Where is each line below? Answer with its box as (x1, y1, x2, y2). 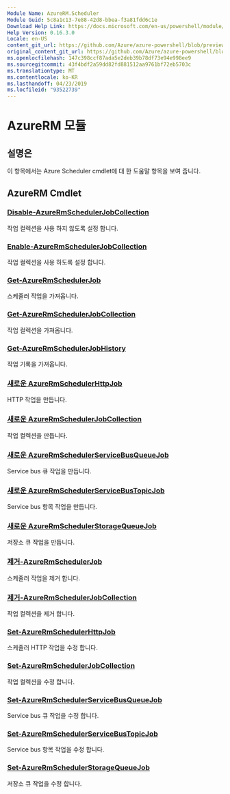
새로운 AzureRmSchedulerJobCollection (7, 414, 142, 424)
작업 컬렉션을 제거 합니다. (7, 610, 75, 618)
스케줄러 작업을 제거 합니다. (7, 573, 81, 582)
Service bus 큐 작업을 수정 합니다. (7, 711, 99, 719)
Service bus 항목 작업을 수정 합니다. (7, 745, 105, 754)
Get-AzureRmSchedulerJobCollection (7, 310, 136, 319)
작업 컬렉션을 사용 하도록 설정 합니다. (7, 258, 106, 266)
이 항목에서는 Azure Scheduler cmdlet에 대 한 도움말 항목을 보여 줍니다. (7, 167, 201, 175)
